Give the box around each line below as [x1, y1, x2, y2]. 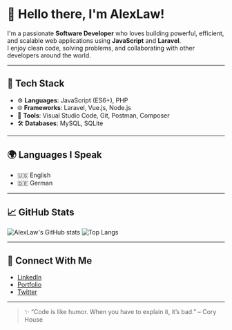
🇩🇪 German [17, 178, 53, 187]
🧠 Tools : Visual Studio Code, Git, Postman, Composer [17, 111, 170, 120]
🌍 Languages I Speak [7, 149, 102, 161]
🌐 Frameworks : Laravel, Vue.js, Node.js [17, 103, 131, 111]
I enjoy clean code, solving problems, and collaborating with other [7, 44, 195, 52]
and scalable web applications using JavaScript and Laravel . [7, 36, 182, 44]
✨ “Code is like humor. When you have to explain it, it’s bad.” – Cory [23, 308, 217, 316]
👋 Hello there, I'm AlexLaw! [7, 6, 165, 22]
